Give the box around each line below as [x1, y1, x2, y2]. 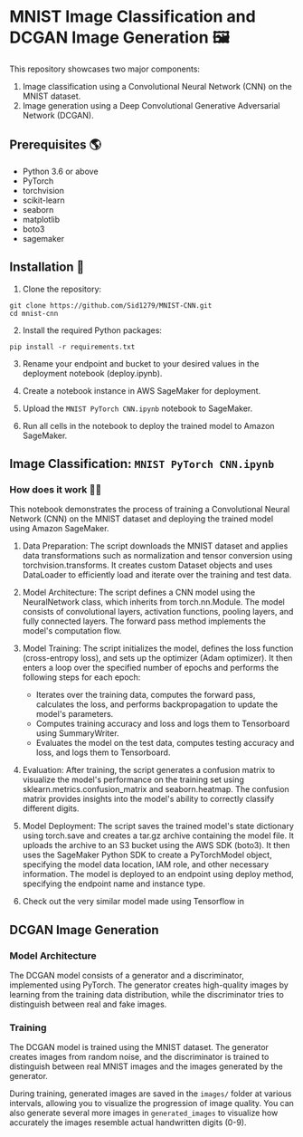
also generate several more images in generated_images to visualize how [9, 1107, 279, 1119]
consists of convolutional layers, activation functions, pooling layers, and [22, 607, 294, 617]
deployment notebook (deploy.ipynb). [22, 368, 163, 378]
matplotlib [22, 214, 61, 225]
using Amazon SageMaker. [9, 523, 109, 534]
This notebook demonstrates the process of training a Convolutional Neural [9, 504, 290, 515]
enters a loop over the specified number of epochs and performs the [22, 663, 279, 674]
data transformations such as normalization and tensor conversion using [22, 550, 293, 561]
